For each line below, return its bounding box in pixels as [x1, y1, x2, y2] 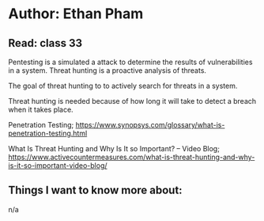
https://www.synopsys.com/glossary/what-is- [75, 120, 225, 129]
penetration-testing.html [8, 128, 88, 138]
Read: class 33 [8, 36, 83, 50]
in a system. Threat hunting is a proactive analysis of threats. [8, 66, 207, 75]
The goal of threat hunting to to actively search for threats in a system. [8, 81, 238, 90]
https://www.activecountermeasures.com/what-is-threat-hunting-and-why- [8, 152, 255, 162]
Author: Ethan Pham [8, 5, 144, 23]
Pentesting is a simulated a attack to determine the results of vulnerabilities [8, 57, 253, 67]
